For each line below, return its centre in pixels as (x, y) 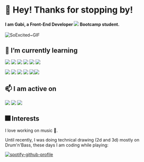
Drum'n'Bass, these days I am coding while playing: (57, 145)
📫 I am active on (31, 89)
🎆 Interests (22, 119)
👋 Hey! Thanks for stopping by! (69, 10)
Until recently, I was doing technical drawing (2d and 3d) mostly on (72, 140)
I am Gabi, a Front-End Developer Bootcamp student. (62, 24)
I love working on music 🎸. (31, 130)
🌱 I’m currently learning (41, 50)
